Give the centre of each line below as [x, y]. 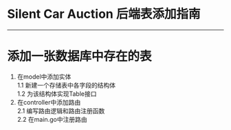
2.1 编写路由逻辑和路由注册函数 [61, 111]
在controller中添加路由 [49, 102]
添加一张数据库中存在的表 [80, 56]
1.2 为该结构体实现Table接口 [57, 94]
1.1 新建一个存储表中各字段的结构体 [66, 85]
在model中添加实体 [44, 77]
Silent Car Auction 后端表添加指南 [104, 14]
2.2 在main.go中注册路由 [52, 119]
